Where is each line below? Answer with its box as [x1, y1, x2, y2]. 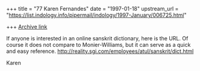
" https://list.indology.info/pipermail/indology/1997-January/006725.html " [6, 11, 187, 19]
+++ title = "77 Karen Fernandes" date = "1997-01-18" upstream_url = [6, 5, 179, 12]
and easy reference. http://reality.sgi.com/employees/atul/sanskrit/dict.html [6, 48, 194, 55]
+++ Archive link [6, 23, 48, 30]
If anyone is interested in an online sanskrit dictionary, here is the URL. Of [6, 35, 189, 42]
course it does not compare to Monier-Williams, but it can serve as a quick [6, 42, 191, 48]
